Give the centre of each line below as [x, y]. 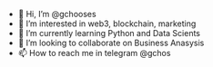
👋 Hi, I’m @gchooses [57, 14]
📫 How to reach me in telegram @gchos [94, 53]
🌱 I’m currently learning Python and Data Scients [109, 33]
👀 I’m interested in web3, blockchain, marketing [107, 24]
